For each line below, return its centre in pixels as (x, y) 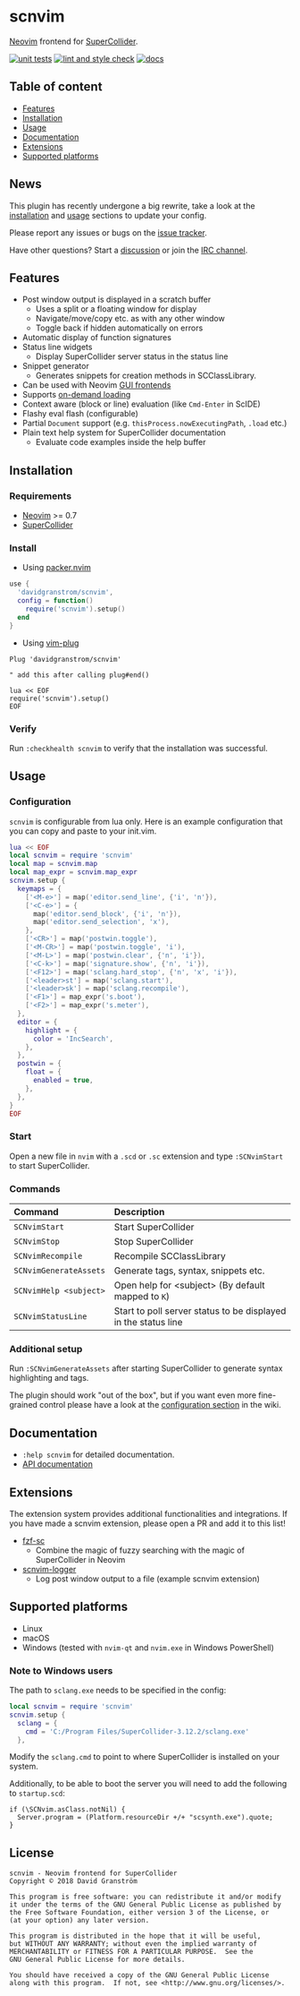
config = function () (55, 601)
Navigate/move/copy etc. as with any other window (130, 319)
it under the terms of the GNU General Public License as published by (145, 1905)
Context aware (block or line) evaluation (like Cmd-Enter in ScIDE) (141, 404)
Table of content (56, 87)
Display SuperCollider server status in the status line (132, 356)
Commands (35, 1188)
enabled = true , (63, 1081)
